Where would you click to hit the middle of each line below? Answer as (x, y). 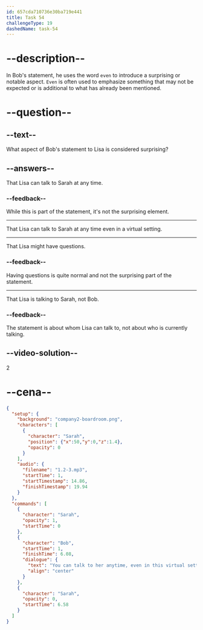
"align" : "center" (51, 571)
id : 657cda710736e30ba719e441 (44, 12)
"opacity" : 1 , (40, 521)
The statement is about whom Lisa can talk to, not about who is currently (97, 327)
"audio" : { (31, 464)
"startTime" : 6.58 (45, 605)
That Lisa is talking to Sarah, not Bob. (53, 299)
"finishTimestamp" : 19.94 (55, 487)
